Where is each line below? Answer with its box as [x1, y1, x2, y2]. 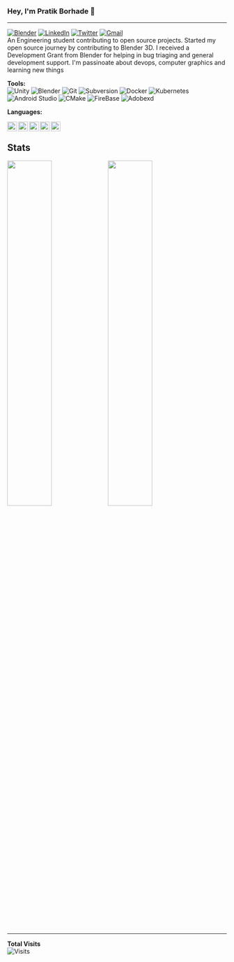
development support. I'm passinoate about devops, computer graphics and [7, 59, 226, 67]
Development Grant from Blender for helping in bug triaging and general [7, 51, 214, 59]
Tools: [7, 80, 26, 88]
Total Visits [7, 940, 41, 948]
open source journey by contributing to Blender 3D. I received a [7, 43, 190, 52]
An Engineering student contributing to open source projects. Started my [7, 36, 216, 45]
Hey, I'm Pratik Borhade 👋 [7, 6, 95, 16]
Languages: [7, 108, 43, 116]
